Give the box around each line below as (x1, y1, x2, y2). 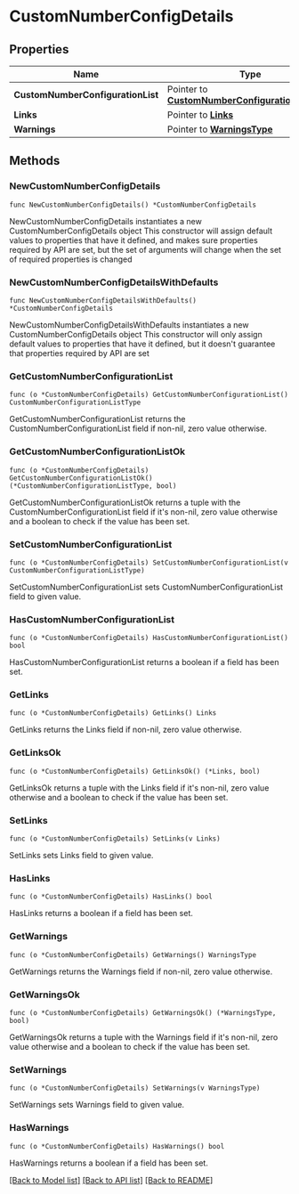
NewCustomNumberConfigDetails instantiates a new (9, 215, 202, 226)
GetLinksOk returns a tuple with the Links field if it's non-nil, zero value (9, 782, 270, 793)
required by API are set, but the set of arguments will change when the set (9, 244, 282, 255)
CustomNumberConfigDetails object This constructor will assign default (9, 225, 273, 236)
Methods (9, 153, 61, 168)
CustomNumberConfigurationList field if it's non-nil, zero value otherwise (9, 506, 279, 517)
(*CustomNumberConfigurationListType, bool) (9, 481, 177, 491)
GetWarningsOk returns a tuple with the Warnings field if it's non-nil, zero (9, 1031, 279, 1043)
